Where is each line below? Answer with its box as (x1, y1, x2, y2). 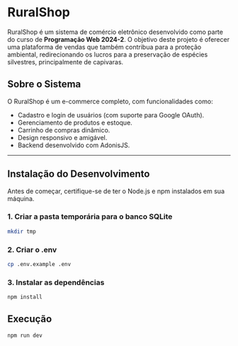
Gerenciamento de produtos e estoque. (17, 118, 132, 127)
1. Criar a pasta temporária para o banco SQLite (7, 212, 173, 221)
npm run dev (7, 332, 42, 339)
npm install (7, 294, 42, 301)
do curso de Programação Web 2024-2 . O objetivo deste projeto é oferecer (7, 35, 230, 43)
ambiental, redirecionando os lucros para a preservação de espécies (7, 50, 208, 59)
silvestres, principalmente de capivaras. (7, 57, 124, 66)
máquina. (7, 194, 35, 202)
